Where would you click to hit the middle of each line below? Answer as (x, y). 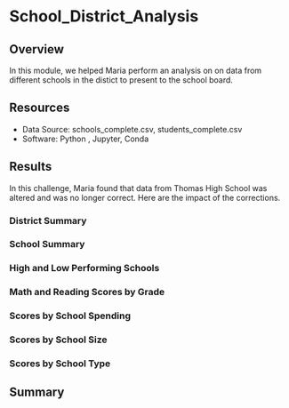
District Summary (48, 220)
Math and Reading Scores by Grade (87, 292)
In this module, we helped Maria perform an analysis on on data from (136, 70)
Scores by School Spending (70, 316)
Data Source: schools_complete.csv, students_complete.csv (132, 129)
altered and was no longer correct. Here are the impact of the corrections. (145, 197)
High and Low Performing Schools (84, 268)
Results (31, 167)
